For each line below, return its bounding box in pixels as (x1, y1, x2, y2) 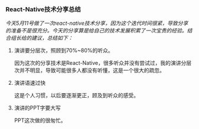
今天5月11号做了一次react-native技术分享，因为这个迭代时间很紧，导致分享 (5, 19, 188, 27)
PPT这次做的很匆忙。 (14, 117, 66, 124)
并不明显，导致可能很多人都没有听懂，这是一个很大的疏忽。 (19, 67, 165, 74)
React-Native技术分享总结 (5, 5, 81, 13)
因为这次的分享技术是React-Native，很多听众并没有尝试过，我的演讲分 (14, 59, 187, 67)
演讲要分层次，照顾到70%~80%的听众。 (14, 47, 114, 54)
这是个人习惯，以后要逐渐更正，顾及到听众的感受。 (14, 92, 139, 99)
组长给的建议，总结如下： (10, 34, 73, 42)
